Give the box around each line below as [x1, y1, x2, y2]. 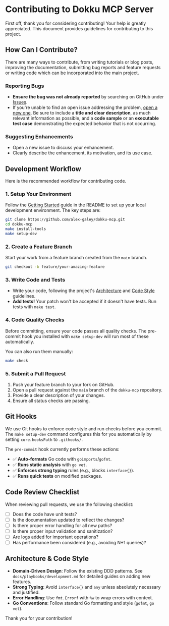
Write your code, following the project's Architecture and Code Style [12, 288, 155, 294]
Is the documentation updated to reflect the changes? [12, 517, 125, 523]
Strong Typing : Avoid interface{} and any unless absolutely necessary [12, 584, 161, 590]
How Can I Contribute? [5, 45, 78, 54]
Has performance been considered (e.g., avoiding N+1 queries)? [12, 539, 146, 545]
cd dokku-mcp [5, 222, 33, 227]
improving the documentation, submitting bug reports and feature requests [5, 64, 161, 70]
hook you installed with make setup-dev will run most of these [22, 333, 149, 339]
